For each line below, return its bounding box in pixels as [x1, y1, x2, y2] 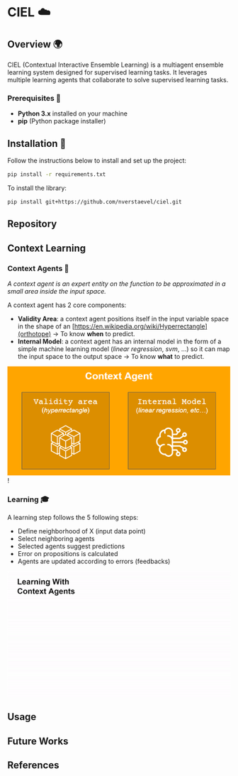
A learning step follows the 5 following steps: [7, 514, 139, 522]
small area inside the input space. [7, 287, 106, 295]
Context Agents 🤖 [7, 263, 69, 273]
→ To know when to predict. [52, 329, 136, 338]
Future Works [7, 735, 69, 747]
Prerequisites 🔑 [7, 93, 62, 103]
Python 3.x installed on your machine [17, 109, 127, 118]
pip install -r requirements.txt [7, 171, 106, 178]
